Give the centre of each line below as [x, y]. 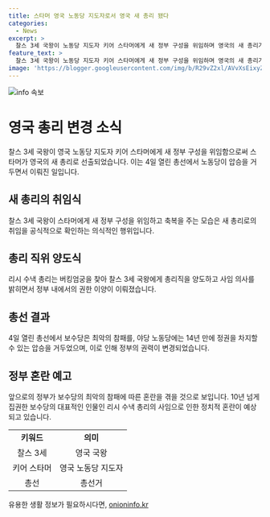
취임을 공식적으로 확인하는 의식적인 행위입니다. [82, 230]
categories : [28, 23]
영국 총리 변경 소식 [65, 128]
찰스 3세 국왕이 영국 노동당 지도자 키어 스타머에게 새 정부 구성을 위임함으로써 [128, 151]
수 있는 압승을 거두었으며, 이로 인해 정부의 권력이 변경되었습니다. [109, 348]
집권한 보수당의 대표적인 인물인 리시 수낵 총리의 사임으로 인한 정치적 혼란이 [125, 407]
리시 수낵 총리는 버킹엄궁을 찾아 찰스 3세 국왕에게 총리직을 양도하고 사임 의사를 [131, 279]
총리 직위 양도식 [45, 258]
